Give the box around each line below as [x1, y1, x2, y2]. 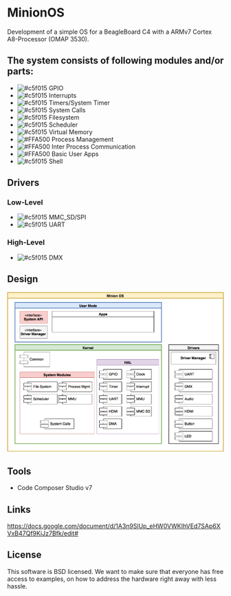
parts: [7, 65, 34, 77]
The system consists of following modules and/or [7, 55, 224, 67]
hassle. [7, 582, 27, 590]
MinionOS [7, 5, 65, 21]
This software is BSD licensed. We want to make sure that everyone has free [7, 567, 224, 575]
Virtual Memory [48, 127, 93, 136]
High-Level [7, 237, 45, 247]
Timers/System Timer [48, 98, 110, 107]
